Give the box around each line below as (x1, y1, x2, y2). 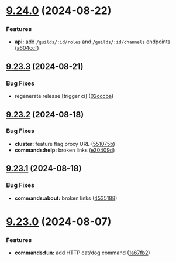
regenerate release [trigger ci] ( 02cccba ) (14, 93, 114, 100)
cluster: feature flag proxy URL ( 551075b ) (14, 140, 115, 147)
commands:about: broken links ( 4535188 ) (14, 195, 118, 202)
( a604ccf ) (14, 45, 39, 52)
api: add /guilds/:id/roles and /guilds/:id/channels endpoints (14, 38, 171, 45)
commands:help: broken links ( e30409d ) (14, 147, 115, 154)
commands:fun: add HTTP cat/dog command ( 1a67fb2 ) (14, 249, 150, 256)
